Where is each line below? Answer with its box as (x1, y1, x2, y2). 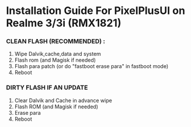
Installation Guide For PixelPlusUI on (6, 4, 186, 17)
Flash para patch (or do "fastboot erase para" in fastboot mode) (14, 63, 168, 70)
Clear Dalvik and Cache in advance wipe (14, 97, 112, 104)
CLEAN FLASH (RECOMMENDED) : (6, 37, 105, 45)
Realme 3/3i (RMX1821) (6, 16, 121, 30)
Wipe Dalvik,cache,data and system (14, 51, 101, 58)
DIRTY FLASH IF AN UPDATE (6, 83, 88, 91)
